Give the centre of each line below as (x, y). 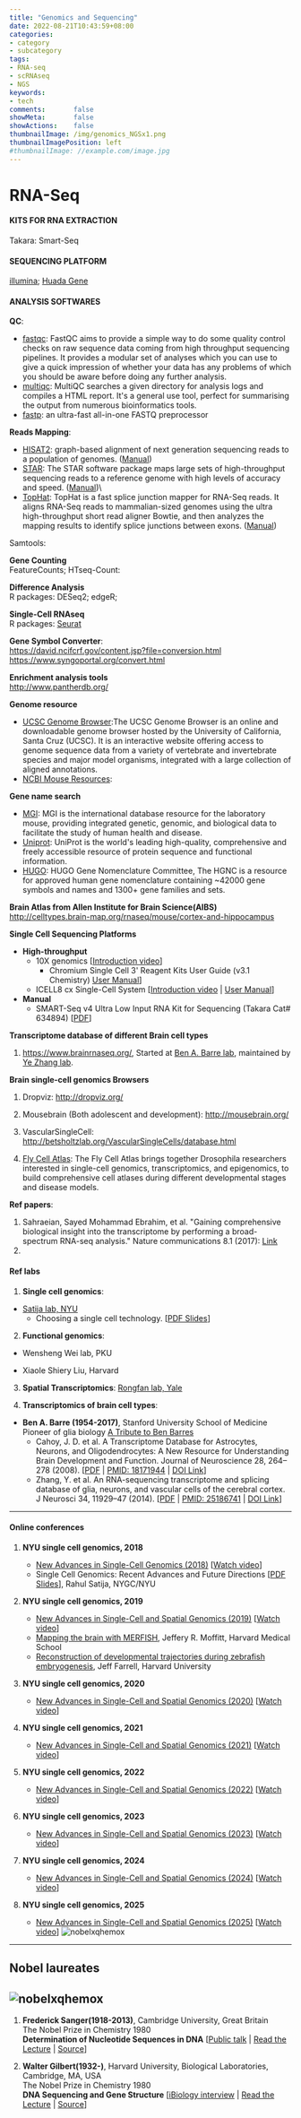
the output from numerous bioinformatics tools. (109, 405)
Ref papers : (31, 1205)
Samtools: (28, 543)
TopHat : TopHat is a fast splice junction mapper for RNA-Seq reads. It (150, 497)
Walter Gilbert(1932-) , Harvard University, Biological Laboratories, (145, 2066)
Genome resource (43, 705)
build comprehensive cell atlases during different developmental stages (154, 1178)
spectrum (40, 1241)
